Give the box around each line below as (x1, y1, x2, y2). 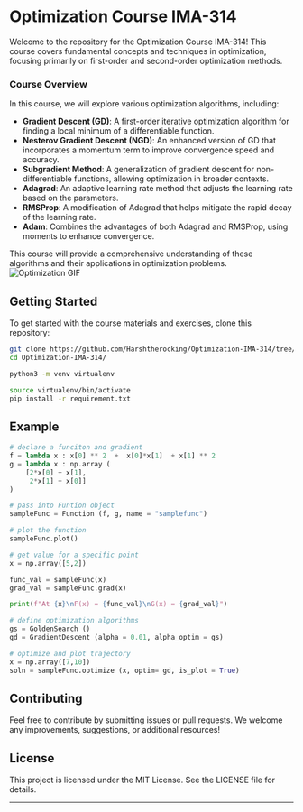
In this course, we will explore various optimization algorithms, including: (9, 98, 280, 109)
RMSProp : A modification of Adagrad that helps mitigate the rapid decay (22, 202, 292, 213)
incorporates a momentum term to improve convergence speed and (22, 144, 275, 155)
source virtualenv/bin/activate (9, 385, 131, 394)
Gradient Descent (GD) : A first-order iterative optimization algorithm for (22, 115, 290, 127)
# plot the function (9, 526, 87, 535)
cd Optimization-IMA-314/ (9, 353, 106, 362)
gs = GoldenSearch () (9, 624, 91, 633)
